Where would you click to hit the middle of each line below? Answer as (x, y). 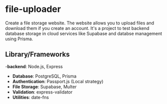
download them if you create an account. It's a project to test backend (77, 28)
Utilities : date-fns (30, 97)
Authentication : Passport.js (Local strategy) (58, 81)
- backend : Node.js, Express (34, 66)
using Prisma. (19, 39)
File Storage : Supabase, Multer (45, 87)
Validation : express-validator (42, 92)
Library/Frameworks (37, 54)
